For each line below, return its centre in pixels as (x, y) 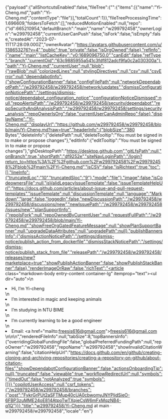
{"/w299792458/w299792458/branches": (48, 390)
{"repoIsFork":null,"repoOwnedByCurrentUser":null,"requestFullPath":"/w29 (83, 215)
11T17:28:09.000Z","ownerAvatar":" (41, 44)
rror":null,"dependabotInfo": (34, 76)
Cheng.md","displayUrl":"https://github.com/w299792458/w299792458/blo (83, 124)
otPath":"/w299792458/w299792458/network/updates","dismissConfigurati (83, 87)
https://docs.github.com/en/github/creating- (116, 352)
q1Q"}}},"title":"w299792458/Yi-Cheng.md (49, 406)
